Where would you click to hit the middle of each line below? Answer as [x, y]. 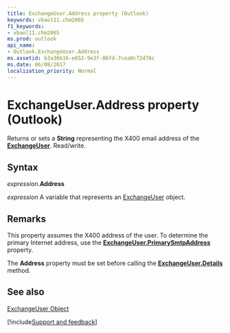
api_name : [21, 45]
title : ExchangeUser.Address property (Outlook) [78, 13]
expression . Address [36, 184]
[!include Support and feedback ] [52, 322]
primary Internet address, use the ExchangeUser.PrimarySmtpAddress [109, 243]
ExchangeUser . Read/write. [46, 146]
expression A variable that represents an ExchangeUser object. [96, 197]
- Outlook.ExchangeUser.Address [53, 52]
